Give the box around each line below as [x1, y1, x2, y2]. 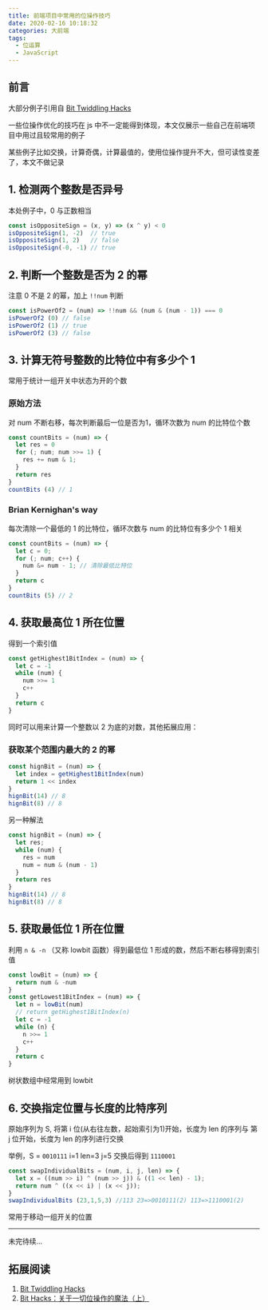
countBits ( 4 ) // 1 [8, 485, 73, 493]
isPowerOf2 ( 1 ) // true [8, 322, 88, 329]
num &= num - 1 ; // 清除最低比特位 [22, 561, 132, 570]
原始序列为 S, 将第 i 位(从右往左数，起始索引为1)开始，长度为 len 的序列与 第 [8, 1124, 258, 1133]
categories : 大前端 [8, 26, 69, 34]
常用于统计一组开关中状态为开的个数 [8, 376, 128, 385]
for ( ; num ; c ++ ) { [15, 554, 81, 562]
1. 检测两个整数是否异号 [8, 183, 124, 197]
